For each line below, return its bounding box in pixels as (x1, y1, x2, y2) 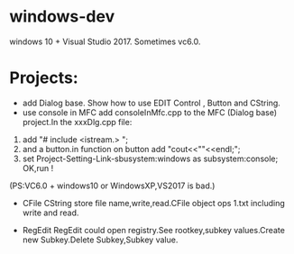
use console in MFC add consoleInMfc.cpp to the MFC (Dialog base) (22, 106, 278, 118)
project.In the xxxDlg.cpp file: (22, 116, 133, 127)
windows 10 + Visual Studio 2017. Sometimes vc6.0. (9, 36, 201, 47)
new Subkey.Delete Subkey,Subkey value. (22, 234, 179, 245)
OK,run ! (22, 162, 54, 173)
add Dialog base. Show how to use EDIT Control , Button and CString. (22, 97, 281, 108)
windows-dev (9, 6, 115, 27)
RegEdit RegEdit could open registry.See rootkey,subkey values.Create (22, 224, 286, 235)
